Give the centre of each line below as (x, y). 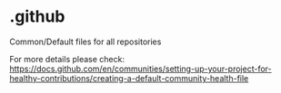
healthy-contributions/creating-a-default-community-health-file (129, 78)
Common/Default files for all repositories (85, 42)
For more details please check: (67, 59)
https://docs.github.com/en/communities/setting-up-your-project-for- (140, 69)
